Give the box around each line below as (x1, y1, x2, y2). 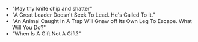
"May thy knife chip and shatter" (11, 5, 93, 12)
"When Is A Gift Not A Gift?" (11, 30, 81, 37)
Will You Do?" (11, 24, 46, 31)
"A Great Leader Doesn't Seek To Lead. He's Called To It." (11, 11, 155, 18)
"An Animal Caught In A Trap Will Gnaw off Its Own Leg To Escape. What (11, 18, 193, 24)
